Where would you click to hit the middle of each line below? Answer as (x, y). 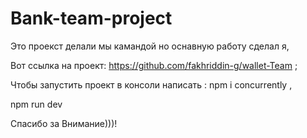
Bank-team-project (91, 18)
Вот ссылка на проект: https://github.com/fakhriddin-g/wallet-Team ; (154, 65)
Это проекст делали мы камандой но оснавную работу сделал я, (150, 46)
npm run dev (36, 104)
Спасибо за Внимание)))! (64, 123)
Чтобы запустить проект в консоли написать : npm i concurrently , (151, 84)
